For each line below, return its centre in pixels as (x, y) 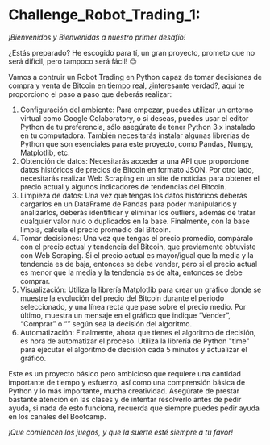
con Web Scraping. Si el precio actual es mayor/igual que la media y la (137, 255)
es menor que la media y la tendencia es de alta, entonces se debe (131, 272)
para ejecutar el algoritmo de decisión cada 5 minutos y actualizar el (133, 349)
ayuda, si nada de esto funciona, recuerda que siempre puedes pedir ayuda (134, 408)
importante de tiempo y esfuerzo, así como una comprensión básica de (127, 382)
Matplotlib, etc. (45, 152)
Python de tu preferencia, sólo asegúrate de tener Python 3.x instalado (137, 127)
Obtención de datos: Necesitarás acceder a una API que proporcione (135, 161)
